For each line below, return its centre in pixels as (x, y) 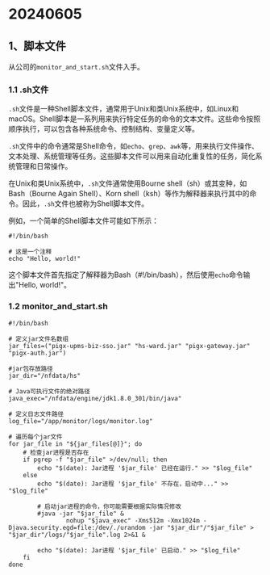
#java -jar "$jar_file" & (81, 514)
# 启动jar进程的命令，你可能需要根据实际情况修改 (109, 506)
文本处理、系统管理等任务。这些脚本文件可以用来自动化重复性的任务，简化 (132, 156)
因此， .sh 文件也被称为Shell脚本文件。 (85, 204)
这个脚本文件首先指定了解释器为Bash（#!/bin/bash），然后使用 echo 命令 (126, 275)
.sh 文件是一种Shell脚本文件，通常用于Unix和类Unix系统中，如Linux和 (124, 109)
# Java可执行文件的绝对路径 (49, 391)
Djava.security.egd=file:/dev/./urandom (77, 527)
